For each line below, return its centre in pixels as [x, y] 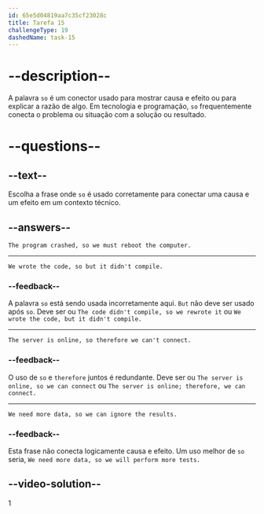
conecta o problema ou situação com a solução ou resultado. [107, 115]
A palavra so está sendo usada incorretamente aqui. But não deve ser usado [131, 303]
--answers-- [39, 228]
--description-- [60, 76]
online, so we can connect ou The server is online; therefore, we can [127, 385]
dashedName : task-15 [42, 37]
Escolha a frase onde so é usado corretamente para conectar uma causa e [129, 194]
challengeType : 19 [38, 30]
